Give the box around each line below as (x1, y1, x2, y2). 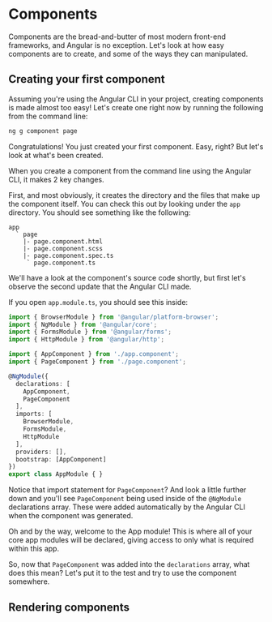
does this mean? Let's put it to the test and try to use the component (8, 568, 237, 578)
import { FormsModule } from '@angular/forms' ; (8, 328, 172, 337)
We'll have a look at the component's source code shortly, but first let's (8, 272, 246, 282)
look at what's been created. (8, 150, 104, 160)
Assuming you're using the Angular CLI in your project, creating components (8, 94, 264, 104)
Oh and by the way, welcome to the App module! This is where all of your (8, 526, 253, 536)
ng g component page (8, 127, 79, 135)
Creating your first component (8, 72, 165, 86)
